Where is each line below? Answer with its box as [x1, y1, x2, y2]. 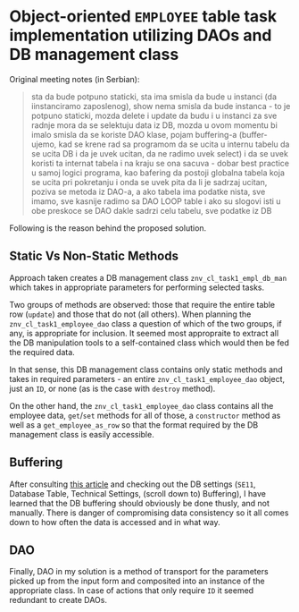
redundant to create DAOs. [9, 595, 107, 606]
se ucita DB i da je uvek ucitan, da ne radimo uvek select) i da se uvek [30, 148, 288, 158]
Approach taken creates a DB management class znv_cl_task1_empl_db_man [9, 272, 287, 283]
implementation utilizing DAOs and [9, 25, 272, 46]
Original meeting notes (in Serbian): [9, 73, 140, 84]
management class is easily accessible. [9, 429, 154, 439]
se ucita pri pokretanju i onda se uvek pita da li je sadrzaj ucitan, [30, 176, 268, 187]
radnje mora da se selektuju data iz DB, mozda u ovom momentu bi [30, 119, 278, 131]
